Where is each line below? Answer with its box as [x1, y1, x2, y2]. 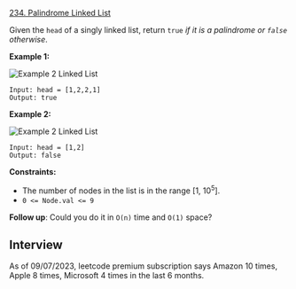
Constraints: [9, 167, 57, 176]
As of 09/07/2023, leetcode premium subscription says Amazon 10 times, [9, 261, 277, 271]
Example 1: [9, 51, 51, 61]
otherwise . [9, 35, 49, 44]
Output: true [9, 93, 58, 102]
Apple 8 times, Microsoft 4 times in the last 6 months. [9, 270, 205, 281]
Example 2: [9, 109, 51, 119]
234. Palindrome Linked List [9, 8, 111, 18]
